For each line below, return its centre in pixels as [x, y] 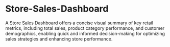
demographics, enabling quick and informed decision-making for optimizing [85, 33]
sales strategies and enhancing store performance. [59, 39]
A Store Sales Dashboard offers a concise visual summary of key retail [79, 23]
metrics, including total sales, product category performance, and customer [85, 28]
